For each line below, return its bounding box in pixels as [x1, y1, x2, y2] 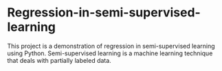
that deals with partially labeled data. [7, 56, 111, 64]
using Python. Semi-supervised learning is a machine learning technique [7, 49, 213, 57]
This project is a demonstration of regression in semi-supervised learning [7, 42, 215, 50]
